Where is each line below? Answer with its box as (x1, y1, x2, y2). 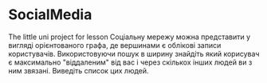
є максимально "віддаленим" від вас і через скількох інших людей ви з (8, 57, 253, 67)
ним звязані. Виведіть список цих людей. (8, 65, 149, 75)
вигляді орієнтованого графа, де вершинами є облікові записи (8, 40, 222, 49)
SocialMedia (8, 6, 92, 24)
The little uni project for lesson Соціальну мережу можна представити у (8, 32, 251, 41)
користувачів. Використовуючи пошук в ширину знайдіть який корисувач (8, 49, 260, 58)
